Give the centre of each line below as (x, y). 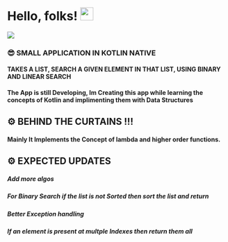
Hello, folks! (42, 16)
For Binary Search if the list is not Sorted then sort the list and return (108, 196)
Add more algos (31, 179)
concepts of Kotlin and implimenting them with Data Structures (100, 100)
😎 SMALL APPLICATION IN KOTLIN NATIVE (82, 53)
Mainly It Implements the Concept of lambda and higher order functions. (114, 139)
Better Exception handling (46, 214)
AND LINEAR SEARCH (39, 77)
